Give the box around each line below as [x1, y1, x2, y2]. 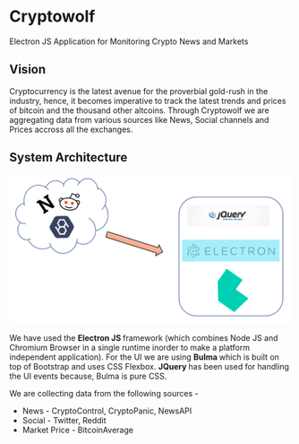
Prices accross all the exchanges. [9, 124, 133, 135]
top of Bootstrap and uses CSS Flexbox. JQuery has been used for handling [9, 361, 289, 372]
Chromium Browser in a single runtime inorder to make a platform [9, 343, 251, 353]
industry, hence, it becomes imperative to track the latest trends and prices [9, 95, 286, 106]
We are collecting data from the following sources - [9, 388, 199, 399]
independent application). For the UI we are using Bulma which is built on [9, 352, 280, 362]
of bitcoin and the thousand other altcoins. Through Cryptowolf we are [9, 105, 270, 116]
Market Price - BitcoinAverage [21, 424, 134, 436]
